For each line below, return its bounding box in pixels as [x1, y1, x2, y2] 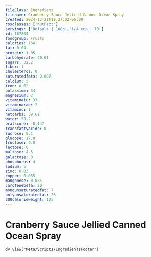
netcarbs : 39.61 [5, 112, 40, 117]
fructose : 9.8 [5, 140, 36, 145]
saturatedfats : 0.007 [5, 74, 52, 79]
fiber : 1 [5, 64, 24, 69]
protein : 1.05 [5, 50, 36, 55]
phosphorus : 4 [5, 159, 36, 164]
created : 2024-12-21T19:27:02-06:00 [5, 17, 83, 22]
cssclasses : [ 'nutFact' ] [5, 21, 58, 27]
